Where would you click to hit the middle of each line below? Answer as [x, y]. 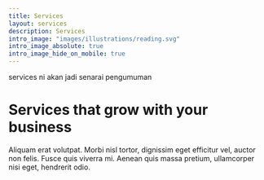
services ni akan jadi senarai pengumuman [80, 77]
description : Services [47, 31]
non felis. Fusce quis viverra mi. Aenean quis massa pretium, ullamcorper [132, 158]
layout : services [38, 24]
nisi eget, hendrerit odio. [50, 167]
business [40, 127]
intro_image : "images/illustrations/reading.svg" [95, 39]
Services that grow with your [108, 110]
